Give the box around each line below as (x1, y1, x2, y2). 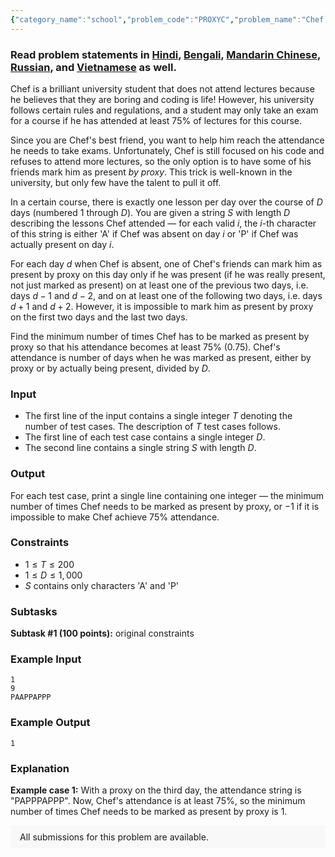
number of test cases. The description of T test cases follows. (24, 421, 281, 433)
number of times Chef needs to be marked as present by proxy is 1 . (10, 806, 288, 817)
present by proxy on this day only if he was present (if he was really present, (10, 268, 326, 280)
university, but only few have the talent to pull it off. (10, 176, 222, 188)
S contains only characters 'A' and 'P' (24, 579, 180, 591)
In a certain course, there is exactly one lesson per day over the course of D (10, 196, 323, 208)
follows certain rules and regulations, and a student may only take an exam (10, 104, 319, 116)
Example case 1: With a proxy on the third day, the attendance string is (10, 784, 302, 796)
